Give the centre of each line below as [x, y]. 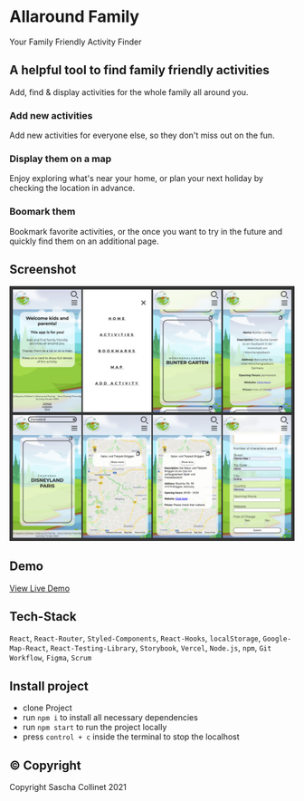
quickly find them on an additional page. [85, 241]
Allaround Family [75, 17]
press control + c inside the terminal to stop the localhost [131, 737]
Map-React [28, 649]
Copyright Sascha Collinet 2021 [68, 787]
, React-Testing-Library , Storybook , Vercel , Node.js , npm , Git [159, 648]
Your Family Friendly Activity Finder [76, 42]
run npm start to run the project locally [95, 728]
